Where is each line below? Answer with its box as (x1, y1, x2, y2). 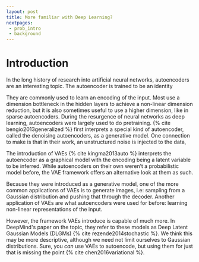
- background (8, 31, 42, 37)
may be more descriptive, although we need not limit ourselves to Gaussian (6, 236, 191, 244)
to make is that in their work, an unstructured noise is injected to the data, (6, 138, 187, 146)
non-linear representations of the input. (6, 206, 103, 213)
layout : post (6, 8, 39, 15)
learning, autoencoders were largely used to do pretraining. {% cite (6, 120, 171, 127)
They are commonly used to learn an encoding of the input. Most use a (6, 94, 180, 101)
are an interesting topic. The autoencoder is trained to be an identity (6, 83, 173, 90)
